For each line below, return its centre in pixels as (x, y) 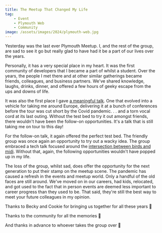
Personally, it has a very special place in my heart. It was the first (70, 66)
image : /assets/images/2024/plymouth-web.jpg (52, 32)
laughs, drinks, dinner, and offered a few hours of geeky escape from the (78, 86)
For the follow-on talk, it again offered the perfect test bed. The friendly (76, 136)
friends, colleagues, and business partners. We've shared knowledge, (75, 81)
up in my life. (18, 157)
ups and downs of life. (27, 91)
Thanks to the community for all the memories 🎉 (53, 216)
